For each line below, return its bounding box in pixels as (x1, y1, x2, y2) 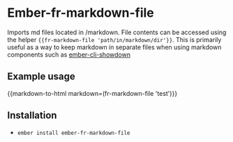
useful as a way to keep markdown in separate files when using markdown (7, 43, 222, 51)
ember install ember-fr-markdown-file (17, 129, 130, 136)
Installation (7, 110, 57, 122)
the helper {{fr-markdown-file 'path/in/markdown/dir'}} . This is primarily (7, 35, 222, 43)
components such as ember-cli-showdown (7, 50, 131, 59)
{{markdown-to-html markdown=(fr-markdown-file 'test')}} (7, 89, 178, 97)
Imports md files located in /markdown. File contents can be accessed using (7, 28, 227, 36)
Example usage (7, 71, 75, 83)
